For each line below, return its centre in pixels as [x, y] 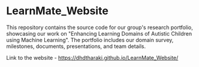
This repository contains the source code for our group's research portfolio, [100, 27]
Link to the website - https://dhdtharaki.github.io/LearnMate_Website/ [92, 58]
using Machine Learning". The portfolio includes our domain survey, [90, 40]
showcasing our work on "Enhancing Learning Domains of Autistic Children [99, 33]
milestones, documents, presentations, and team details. [76, 46]
